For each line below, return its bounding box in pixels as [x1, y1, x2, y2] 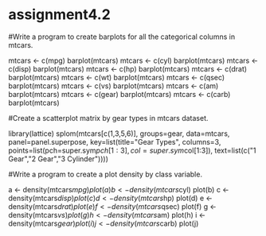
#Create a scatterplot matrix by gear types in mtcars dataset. [8, 113, 209, 122]
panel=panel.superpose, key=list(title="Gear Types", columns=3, [8, 137, 221, 146]
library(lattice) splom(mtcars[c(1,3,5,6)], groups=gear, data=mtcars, [8, 129, 230, 138]
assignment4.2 [8, 6, 111, 24]
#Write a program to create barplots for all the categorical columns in [8, 32, 236, 41]
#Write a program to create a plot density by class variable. [8, 169, 203, 179]
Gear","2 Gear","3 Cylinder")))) [8, 153, 109, 164]
